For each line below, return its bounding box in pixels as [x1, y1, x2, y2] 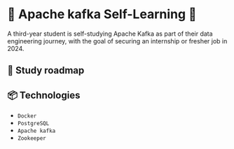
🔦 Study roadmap [7, 64, 85, 76]
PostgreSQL [17, 120, 50, 127]
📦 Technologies [7, 89, 81, 101]
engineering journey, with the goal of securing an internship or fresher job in [7, 36, 228, 45]
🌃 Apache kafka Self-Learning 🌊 [7, 6, 198, 22]
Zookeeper [17, 135, 47, 142]
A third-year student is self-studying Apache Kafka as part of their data [7, 29, 213, 38]
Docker [17, 113, 37, 120]
